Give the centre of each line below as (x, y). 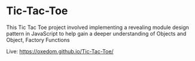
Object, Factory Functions (38, 40)
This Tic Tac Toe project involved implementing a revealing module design (98, 27)
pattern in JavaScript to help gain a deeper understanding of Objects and (96, 33)
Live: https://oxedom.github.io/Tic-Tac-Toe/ (60, 51)
